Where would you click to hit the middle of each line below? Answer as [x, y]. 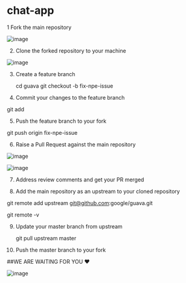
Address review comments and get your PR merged [80, 180]
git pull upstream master [46, 238]
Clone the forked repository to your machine [71, 50]
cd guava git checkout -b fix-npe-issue [64, 86]
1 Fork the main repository [39, 27]
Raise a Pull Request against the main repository [75, 144]
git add [16, 109]
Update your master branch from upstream [69, 226]
